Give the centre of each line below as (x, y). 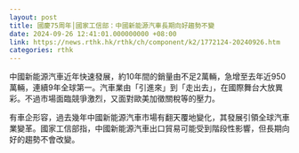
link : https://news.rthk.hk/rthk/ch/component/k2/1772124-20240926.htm (145, 42)
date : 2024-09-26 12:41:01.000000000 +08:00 (93, 34)
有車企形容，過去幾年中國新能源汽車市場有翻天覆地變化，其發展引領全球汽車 (149, 118)
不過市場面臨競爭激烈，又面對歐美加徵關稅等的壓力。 (122, 99)
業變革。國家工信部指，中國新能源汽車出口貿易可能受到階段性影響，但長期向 (149, 128)
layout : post (33, 17)
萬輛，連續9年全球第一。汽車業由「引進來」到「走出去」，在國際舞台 (134, 88)
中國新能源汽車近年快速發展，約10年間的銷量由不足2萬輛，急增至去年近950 (148, 77)
